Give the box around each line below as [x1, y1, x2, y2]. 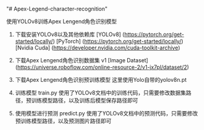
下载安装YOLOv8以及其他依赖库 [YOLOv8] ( [15, 31, 125, 38]
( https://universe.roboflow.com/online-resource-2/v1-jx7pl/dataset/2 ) [15, 63, 189, 71]
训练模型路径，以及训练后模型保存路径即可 [31, 97, 138, 104]
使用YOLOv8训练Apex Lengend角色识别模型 [6, 18, 118, 25]
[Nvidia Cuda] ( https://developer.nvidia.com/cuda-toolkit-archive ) [15, 44, 181, 51]
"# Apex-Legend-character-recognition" [6, 5, 108, 12]
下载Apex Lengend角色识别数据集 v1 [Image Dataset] [15, 57, 149, 63]
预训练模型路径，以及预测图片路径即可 [15, 117, 111, 125]
